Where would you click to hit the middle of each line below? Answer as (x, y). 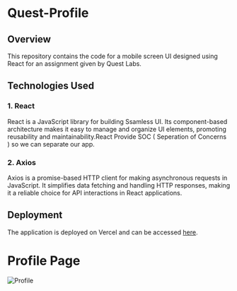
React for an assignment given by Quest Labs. (74, 64)
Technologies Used (51, 86)
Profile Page (44, 261)
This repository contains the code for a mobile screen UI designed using (112, 56)
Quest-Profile (48, 13)
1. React (21, 106)
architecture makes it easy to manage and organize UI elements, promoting (117, 129)
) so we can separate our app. (51, 144)
